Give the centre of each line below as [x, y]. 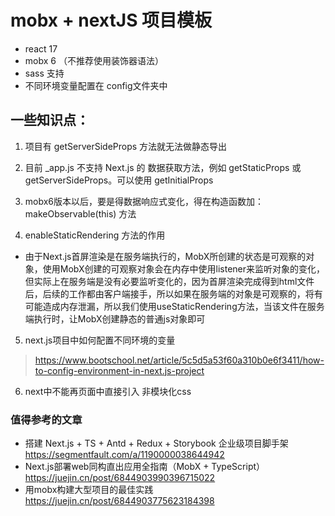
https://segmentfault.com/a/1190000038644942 [124, 455]
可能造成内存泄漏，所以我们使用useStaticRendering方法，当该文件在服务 [174, 306]
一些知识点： [50, 120]
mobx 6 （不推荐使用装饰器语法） [94, 60]
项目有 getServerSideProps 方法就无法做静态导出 [126, 146]
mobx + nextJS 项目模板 [111, 20]
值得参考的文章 [46, 419]
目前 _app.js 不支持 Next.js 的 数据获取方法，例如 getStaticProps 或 [163, 167]
